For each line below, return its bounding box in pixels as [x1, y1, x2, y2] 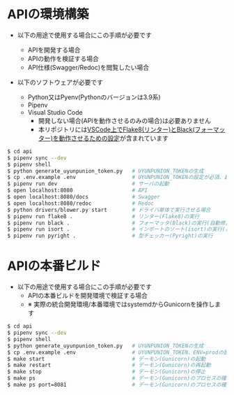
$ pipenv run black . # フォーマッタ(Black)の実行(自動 [7, 220, 221, 227]
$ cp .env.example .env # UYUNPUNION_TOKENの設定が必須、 [7, 174, 225, 181]
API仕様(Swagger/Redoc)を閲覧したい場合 [27, 63, 150, 71]
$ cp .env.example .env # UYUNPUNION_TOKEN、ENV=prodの [7, 349, 224, 356]
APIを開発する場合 [27, 45, 81, 54]
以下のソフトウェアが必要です [17, 78, 103, 86]
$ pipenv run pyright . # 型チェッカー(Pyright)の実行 [7, 232, 214, 240]
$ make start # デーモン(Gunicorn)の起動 [7, 355, 206, 362]
